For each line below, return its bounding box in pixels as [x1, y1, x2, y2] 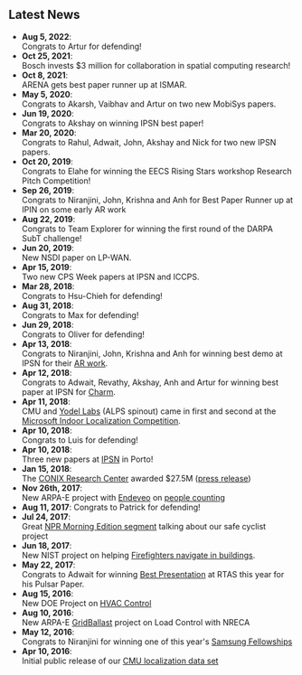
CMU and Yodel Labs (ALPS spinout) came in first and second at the [21, 406, 277, 417]
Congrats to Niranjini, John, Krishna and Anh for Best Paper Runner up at [21, 194, 294, 205]
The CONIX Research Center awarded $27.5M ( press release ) [21, 473, 251, 483]
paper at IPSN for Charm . [21, 386, 117, 397]
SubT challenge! [21, 232, 82, 243]
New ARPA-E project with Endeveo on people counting [21, 492, 225, 502]
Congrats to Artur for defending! [21, 41, 142, 52]
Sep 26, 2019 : [21, 184, 74, 195]
